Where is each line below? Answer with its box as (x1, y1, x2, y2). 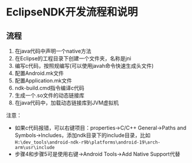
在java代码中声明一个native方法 (14, 48, 92, 54)
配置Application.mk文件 (14, 77, 72, 84)
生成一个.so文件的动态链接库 (14, 92, 84, 99)
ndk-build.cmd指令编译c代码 (14, 84, 84, 92)
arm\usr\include (14, 145, 55, 151)
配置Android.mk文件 (14, 70, 64, 77)
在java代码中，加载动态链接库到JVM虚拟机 (14, 99, 119, 106)
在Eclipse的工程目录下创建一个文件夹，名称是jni (14, 55, 132, 62)
